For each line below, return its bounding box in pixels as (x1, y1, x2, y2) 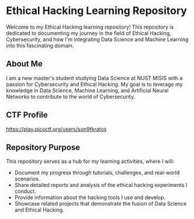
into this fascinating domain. (6, 42, 74, 49)
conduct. (14, 188, 36, 195)
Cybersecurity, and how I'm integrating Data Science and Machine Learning (6, 36, 189, 43)
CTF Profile (6, 110, 48, 120)
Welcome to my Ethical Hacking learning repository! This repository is (6, 23, 174, 30)
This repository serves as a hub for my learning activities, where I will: (6, 158, 175, 165)
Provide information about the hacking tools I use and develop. (14, 194, 166, 201)
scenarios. (14, 175, 40, 182)
